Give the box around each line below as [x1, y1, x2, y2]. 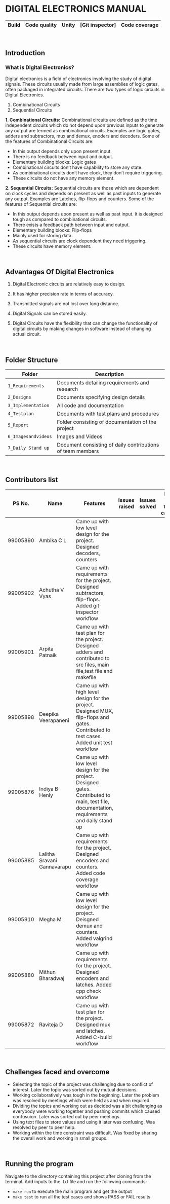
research [57, 386, 78, 393]
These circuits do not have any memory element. [12, 175, 115, 181]
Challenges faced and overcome [5, 1068, 110, 1076]
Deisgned [75, 916, 99, 923]
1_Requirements [8, 383, 45, 389]
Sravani [39, 857, 57, 864]
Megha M [39, 916, 62, 923]
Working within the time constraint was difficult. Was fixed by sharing [12, 1129, 157, 1136]
